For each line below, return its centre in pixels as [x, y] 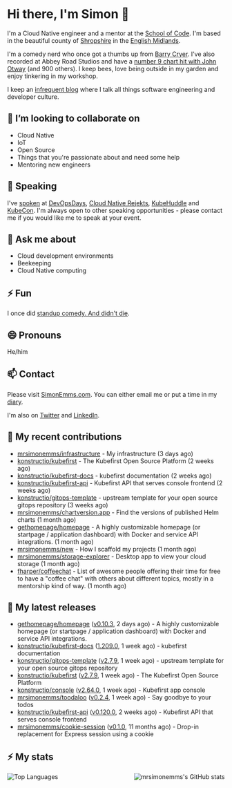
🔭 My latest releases [52, 608]
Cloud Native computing [52, 271]
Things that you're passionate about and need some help [98, 157]
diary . [15, 402]
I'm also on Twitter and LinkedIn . [54, 415]
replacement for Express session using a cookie [85, 734]
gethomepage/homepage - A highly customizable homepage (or [109, 527]
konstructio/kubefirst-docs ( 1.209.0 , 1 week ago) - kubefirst [102, 646]
